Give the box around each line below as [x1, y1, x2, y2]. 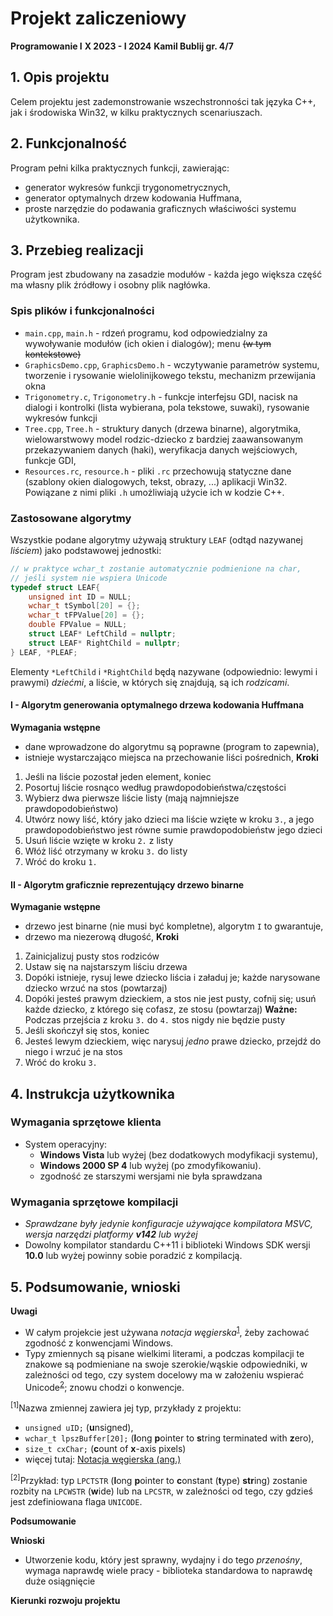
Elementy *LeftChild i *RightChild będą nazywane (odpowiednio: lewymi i [10, 665, 318, 677]
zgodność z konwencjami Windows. [24, 1337, 174, 1349]
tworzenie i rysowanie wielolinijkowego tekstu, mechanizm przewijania [24, 369, 317, 381]
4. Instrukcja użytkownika [10, 1085, 175, 1102]
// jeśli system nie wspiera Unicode [10, 573, 168, 583]
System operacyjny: [24, 1138, 108, 1150]
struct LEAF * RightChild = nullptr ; [28, 638, 182, 648]
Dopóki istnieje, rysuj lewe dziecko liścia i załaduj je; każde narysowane [24, 972, 321, 984]
